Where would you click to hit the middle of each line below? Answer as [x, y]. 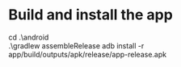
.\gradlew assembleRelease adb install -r [76, 45]
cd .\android [29, 37]
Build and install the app [91, 15]
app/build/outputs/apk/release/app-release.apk [88, 54]
